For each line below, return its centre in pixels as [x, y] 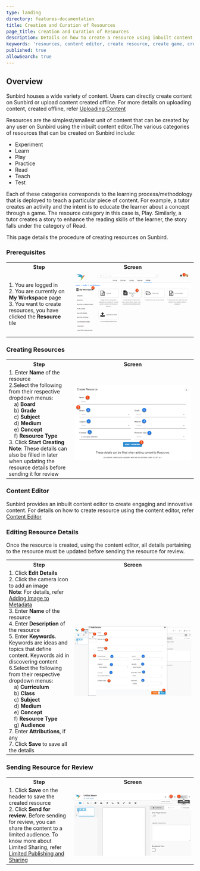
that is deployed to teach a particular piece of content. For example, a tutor [98, 200]
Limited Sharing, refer [35, 847]
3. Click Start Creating [37, 442]
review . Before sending [37, 816]
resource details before [37, 467]
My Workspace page [35, 297]
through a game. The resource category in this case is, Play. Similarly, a [94, 213]
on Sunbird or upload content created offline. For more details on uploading [99, 102]
